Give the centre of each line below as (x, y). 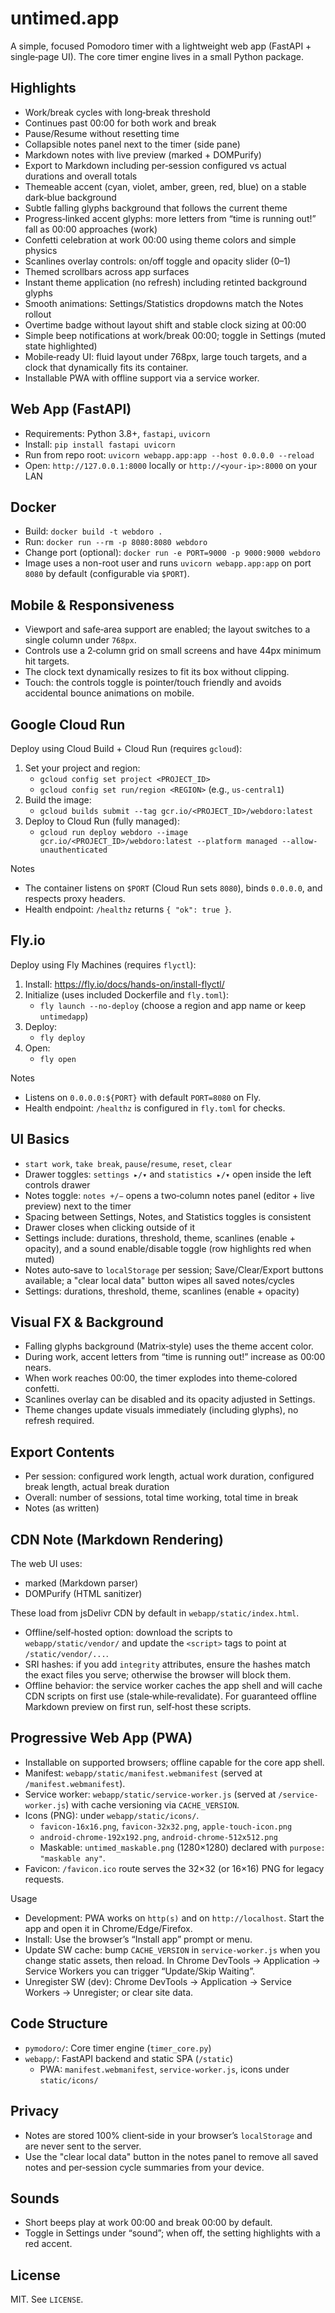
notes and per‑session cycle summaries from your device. (144, 2167)
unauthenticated (73, 850)
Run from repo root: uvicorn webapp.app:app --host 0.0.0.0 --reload (169, 454)
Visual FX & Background (87, 1322)
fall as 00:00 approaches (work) (91, 229)
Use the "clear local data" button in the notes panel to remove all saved (171, 2156)
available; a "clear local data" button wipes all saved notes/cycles (159, 1280)
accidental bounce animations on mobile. (109, 693)
